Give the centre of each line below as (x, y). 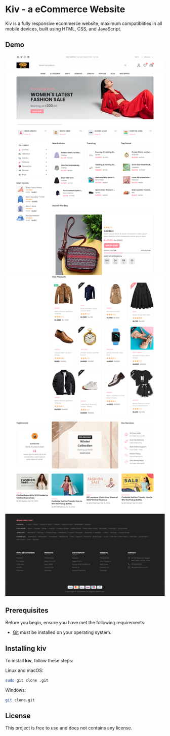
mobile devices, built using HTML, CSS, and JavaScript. (63, 28)
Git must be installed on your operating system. (62, 632)
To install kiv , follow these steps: (39, 660)
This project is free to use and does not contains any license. (69, 728)
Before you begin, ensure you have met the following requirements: (75, 623)
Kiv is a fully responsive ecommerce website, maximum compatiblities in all (84, 23)
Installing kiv (26, 648)
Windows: (16, 690)
